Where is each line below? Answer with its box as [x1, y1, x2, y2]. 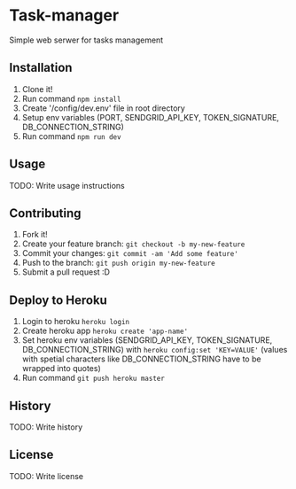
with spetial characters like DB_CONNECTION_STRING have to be [21, 353, 261, 364]
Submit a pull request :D [21, 267, 111, 277]
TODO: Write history [9, 422, 83, 432]
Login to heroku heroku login [21, 316, 130, 327]
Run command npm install [21, 93, 121, 104]
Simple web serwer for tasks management [9, 35, 164, 45]
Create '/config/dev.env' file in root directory [21, 103, 186, 113]
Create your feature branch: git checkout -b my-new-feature [21, 238, 245, 249]
